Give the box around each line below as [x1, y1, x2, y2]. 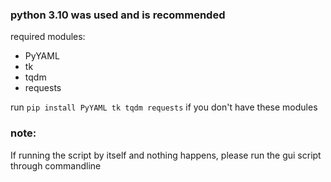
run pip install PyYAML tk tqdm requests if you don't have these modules [10, 101, 318, 113]
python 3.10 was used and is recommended [10, 8, 226, 22]
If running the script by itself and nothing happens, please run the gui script [10, 149, 322, 161]
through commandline [10, 159, 102, 172]
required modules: [10, 31, 86, 43]
